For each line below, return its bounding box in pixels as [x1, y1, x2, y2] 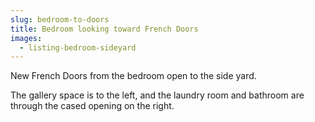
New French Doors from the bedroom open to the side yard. [10, 70, 257, 82]
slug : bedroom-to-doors [10, 14, 110, 25]
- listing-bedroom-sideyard [19, 42, 137, 53]
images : [10, 33, 43, 43]
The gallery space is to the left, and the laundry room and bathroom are [10, 89, 305, 101]
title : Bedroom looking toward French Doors [10, 24, 199, 34]
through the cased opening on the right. [10, 100, 175, 112]
